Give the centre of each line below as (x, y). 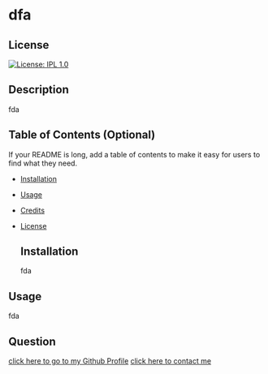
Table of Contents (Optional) (82, 135)
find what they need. (43, 163)
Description (39, 90)
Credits (32, 210)
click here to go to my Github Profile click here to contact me (110, 361)
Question (32, 341)
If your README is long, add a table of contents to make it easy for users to (134, 154)
